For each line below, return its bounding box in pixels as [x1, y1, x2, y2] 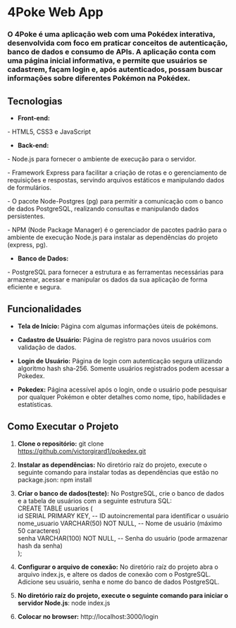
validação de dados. [17, 343, 77, 351]
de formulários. [7, 183, 51, 191]
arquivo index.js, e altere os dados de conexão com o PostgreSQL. [17, 570, 211, 578]
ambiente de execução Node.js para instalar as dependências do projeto [7, 233, 218, 241]
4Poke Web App [7, 4, 104, 20]
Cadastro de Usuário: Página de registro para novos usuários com [17, 335, 211, 344]
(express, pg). [7, 240, 48, 249]
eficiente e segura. [7, 282, 62, 291]
